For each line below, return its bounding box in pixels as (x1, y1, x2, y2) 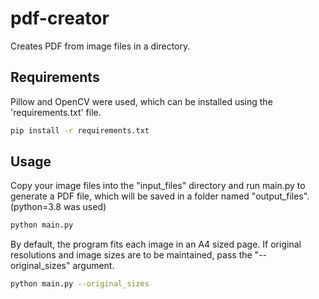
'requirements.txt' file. (10, 106, 102, 118)
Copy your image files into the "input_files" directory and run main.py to (10, 180, 306, 192)
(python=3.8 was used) (10, 201, 107, 213)
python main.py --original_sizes (10, 279, 150, 289)
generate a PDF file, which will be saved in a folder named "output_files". (10, 190, 310, 202)
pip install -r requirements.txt (10, 125, 150, 136)
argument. (72, 260, 115, 272)
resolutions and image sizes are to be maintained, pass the (10, 249, 253, 261)
